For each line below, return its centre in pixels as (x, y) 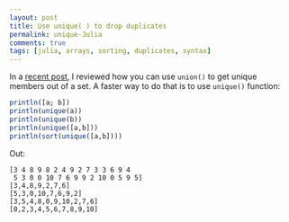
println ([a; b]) (40, 103)
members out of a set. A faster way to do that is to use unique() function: (145, 86)
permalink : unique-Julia (56, 34)
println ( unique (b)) (46, 119)
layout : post (34, 18)
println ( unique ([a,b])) (54, 128)
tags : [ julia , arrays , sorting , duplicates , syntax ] (110, 51)
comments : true (38, 43)
